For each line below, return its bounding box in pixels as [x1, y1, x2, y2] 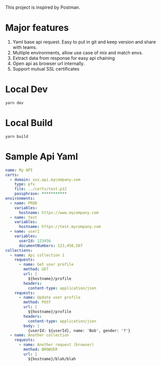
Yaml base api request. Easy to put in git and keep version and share [12, 39, 156, 45]
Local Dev [5, 84, 48, 95]
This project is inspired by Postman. [5, 5, 80, 10]
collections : [5, 248, 33, 253]
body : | [23, 323, 40, 328]
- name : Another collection [10, 332, 70, 338]
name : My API [5, 168, 33, 173]
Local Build [5, 117, 53, 129]
